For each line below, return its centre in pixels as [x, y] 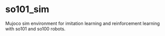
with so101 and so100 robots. [35, 28]
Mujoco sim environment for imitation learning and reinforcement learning [83, 23]
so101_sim [27, 9]
